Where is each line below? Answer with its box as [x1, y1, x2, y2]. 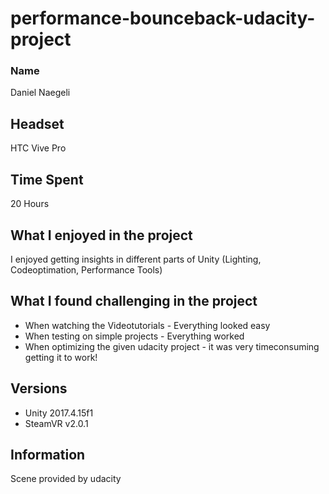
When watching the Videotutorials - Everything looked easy [24, 319, 271, 331]
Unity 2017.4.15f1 [24, 407, 94, 419]
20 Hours [10, 198, 50, 210]
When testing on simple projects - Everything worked [24, 330, 245, 342]
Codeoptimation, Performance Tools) [10, 263, 163, 276]
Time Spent [10, 171, 84, 188]
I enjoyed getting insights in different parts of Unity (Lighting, [10, 253, 262, 265]
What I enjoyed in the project [10, 227, 193, 244]
